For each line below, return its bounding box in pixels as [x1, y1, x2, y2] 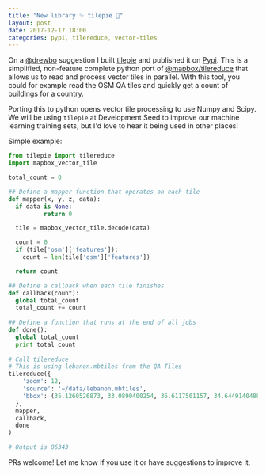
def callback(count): [8, 289, 80, 297]
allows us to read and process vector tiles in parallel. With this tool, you [8, 72, 240, 82]
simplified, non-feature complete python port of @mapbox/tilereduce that [8, 64, 249, 74]
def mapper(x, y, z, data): [8, 195, 101, 203]
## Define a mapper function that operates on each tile [8, 188, 200, 196]
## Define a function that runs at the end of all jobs [8, 318, 196, 327]
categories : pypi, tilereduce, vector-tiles [8, 33, 158, 42]
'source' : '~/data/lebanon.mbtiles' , [22, 385, 147, 393]
